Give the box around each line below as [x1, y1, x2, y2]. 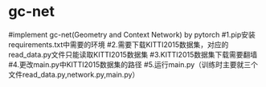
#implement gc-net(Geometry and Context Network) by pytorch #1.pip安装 [8, 30, 256, 39]
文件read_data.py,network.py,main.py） [8, 69, 140, 79]
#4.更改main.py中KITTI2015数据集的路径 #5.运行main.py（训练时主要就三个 [8, 59, 259, 69]
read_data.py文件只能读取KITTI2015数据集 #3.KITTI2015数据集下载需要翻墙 [8, 49, 258, 59]
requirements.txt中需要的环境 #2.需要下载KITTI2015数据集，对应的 [8, 39, 229, 49]
